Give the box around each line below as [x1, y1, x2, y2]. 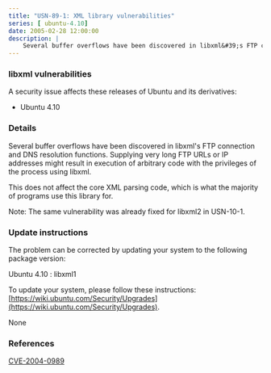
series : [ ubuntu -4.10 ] [8, 19, 89, 27]
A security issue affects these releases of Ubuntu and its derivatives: [8, 86, 237, 97]
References [8, 337, 55, 349]
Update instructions [8, 227, 89, 238]
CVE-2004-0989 [8, 356, 65, 366]
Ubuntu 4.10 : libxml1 [8, 270, 77, 279]
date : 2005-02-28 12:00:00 [8, 27, 99, 35]
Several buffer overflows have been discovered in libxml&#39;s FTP [23, 42, 258, 50]
